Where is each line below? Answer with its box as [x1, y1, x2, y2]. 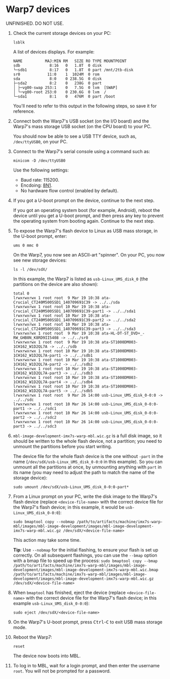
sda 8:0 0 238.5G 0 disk [13, 76, 102, 81]
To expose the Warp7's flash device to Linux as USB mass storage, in [13, 228, 158, 234]
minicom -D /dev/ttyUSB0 [13, 158, 66, 163]
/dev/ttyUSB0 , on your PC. [13, 138, 68, 145]
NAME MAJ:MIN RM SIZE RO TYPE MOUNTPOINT [13, 58, 127, 64]
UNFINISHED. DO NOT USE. [6, 20, 64, 26]
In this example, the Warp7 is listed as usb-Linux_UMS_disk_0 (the [13, 276, 148, 282]
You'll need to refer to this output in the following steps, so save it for [13, 103, 157, 109]
